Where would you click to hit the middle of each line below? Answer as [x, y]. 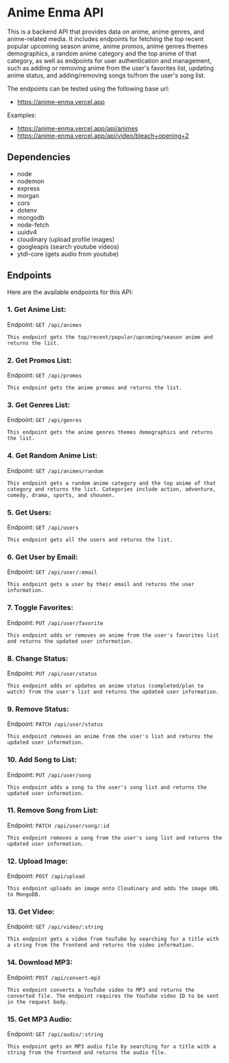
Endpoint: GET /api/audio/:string [55, 1034]
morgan [28, 195]
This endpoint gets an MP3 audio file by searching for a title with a [111, 1047]
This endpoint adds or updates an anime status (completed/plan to [106, 686]
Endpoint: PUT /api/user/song [49, 774]
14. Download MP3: [40, 962]
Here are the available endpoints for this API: [70, 292]
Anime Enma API [56, 13]
